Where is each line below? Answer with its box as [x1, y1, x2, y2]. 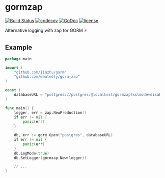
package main [5, 56, 32, 61]
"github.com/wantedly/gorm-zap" [14, 74, 80, 79]
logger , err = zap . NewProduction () [14, 110, 87, 115]
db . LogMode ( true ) [14, 151, 50, 156]
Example [5, 44, 32, 52]
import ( [5, 65, 23, 70]
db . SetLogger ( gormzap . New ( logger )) [14, 156, 87, 160]
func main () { [5, 106, 34, 111]
